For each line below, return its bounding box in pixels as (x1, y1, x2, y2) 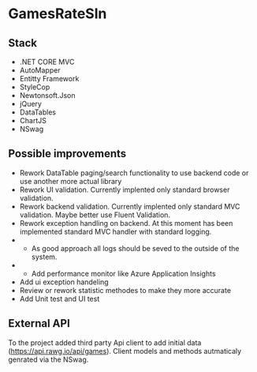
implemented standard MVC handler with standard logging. (19, 227, 212, 236)
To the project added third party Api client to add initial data (8, 337, 202, 348)
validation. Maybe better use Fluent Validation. (19, 210, 171, 220)
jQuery (19, 100, 42, 108)
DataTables (19, 107, 57, 117)
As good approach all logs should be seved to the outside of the (31, 243, 240, 253)
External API (8, 317, 71, 330)
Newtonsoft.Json (19, 91, 76, 100)
